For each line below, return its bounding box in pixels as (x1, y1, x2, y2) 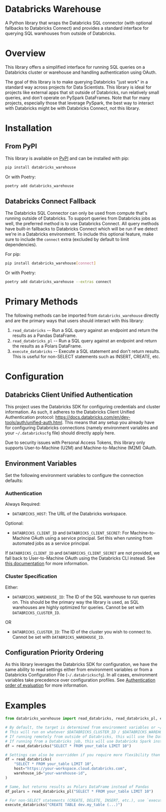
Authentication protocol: (5, 414, 54, 420)
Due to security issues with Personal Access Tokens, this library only (5, 439, 146, 446)
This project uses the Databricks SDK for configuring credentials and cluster (5, 404, 161, 410)
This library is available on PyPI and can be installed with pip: (5, 155, 129, 161)
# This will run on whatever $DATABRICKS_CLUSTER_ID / (5, 730, 121, 735)
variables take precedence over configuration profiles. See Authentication (5, 677, 156, 683)
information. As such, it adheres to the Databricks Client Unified (5, 409, 135, 415)
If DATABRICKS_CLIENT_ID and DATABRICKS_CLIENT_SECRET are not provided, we (5, 550, 160, 556)
